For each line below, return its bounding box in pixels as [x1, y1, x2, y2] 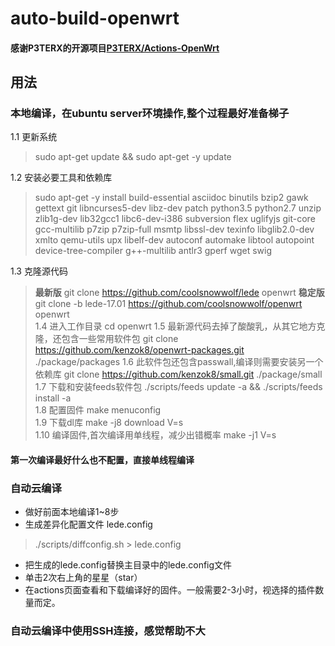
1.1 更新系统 [10, 131, 58, 143]
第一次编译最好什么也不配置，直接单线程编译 [10, 454, 195, 466]
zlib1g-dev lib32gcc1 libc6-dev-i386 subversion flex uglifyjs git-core [34, 213, 316, 225]
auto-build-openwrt [10, 7, 180, 30]
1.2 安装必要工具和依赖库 [10, 172, 113, 184]
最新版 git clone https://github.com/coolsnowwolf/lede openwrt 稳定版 [34, 287, 325, 299]
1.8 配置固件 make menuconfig [34, 404, 162, 416]
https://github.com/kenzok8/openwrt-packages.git [34, 344, 245, 356]
